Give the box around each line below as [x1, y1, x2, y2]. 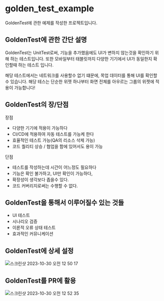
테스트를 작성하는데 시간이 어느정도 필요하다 [12, 164, 97, 170]
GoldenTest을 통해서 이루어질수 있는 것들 [5, 198, 124, 207]
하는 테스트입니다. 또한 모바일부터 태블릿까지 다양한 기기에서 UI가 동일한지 [10, 56, 152, 61]
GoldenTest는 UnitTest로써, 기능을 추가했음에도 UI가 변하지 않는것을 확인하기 [5, 50, 154, 56]
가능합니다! [14, 85, 36, 90]
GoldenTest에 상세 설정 [5, 246, 74, 255]
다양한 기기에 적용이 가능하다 [12, 125, 68, 131]
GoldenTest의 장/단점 [5, 100, 69, 109]
